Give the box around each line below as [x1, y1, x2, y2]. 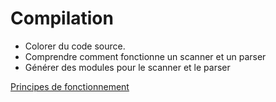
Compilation [10, 7, 114, 30]
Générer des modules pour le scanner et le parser [24, 61, 231, 73]
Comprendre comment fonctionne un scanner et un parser [24, 50, 267, 62]
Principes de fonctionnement [10, 80, 130, 92]
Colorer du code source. [24, 40, 126, 52]
